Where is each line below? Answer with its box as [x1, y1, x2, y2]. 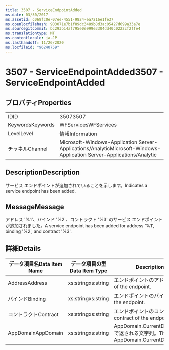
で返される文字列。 [114, 330, 159, 337]
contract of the [114, 315, 149, 322]
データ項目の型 [70, 260, 107, 268]
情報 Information [59, 130, 97, 137]
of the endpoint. [114, 283, 152, 290]
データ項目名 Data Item [8, 260, 63, 268]
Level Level [8, 130, 33, 137]
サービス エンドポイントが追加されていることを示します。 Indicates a [5, 182, 147, 189]
